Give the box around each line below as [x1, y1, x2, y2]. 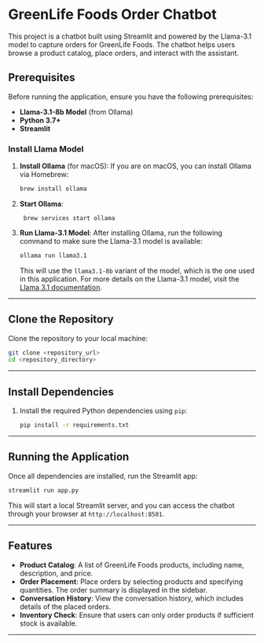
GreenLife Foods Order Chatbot [8, 6, 218, 24]
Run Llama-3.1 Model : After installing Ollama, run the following [19, 228, 222, 237]
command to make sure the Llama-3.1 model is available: [19, 236, 203, 245]
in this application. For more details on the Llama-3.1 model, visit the [19, 274, 240, 284]
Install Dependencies [8, 385, 114, 399]
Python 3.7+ [19, 116, 61, 125]
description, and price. [19, 568, 93, 578]
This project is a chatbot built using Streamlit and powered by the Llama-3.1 [8, 31, 252, 41]
